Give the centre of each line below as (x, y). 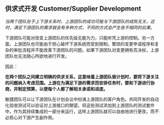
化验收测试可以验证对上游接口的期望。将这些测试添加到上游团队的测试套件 (80, 105)
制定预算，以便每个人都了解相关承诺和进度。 (63, 89)
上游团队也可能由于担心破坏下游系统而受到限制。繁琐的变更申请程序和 (84, 44)
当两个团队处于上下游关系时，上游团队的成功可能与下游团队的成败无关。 (78, 21)
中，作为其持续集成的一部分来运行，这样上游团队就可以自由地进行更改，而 (80, 111)
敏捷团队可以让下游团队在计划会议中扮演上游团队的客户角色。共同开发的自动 (82, 99)
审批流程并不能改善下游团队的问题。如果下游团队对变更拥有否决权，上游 (86, 50)
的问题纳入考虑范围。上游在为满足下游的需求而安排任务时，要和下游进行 (78, 83)
